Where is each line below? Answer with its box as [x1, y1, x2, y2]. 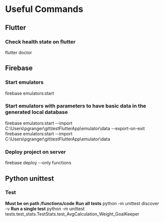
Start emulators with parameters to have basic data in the [5, 103, 146, 110]
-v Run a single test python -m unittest [5, 206, 85, 212]
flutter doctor [5, 49, 32, 55]
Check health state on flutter [5, 38, 76, 45]
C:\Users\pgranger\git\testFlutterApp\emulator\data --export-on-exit [5, 125, 145, 131]
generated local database [5, 109, 68, 115]
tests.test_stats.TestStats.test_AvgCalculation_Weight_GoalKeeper [5, 211, 140, 217]
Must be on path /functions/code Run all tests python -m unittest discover [5, 200, 160, 206]
